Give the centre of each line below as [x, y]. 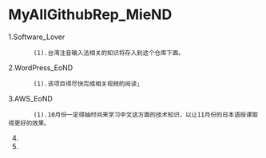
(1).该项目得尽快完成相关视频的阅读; [87, 84]
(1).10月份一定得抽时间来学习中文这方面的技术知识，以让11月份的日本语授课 [143, 115]
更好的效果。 [32, 123]
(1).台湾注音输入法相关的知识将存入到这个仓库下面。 [109, 53]
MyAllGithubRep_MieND [90, 15]
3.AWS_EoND [31, 98]
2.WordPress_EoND [41, 67]
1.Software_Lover [37, 37]
